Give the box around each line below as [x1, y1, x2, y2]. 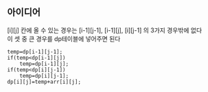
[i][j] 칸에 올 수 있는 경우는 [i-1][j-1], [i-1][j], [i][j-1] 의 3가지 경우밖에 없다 [7, 26, 203, 34]
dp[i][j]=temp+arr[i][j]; [7, 78, 81, 85]
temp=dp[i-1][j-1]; [7, 48, 63, 55]
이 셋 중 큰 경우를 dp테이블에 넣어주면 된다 [7, 34, 121, 43]
